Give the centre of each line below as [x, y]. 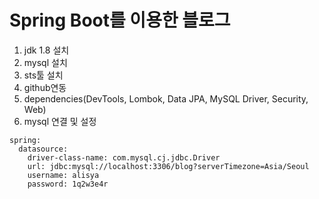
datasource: [43, 149]
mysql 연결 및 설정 [60, 121]
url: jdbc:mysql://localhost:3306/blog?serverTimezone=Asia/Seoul [168, 166]
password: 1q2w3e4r [68, 184]
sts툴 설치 [43, 75]
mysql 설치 [45, 62]
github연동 [45, 87]
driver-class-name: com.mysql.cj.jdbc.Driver [124, 157]
